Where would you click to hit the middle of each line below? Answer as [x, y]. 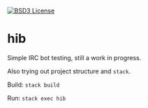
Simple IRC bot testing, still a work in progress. [74, 57]
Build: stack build [34, 84]
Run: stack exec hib [37, 98]
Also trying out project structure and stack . [69, 71]
